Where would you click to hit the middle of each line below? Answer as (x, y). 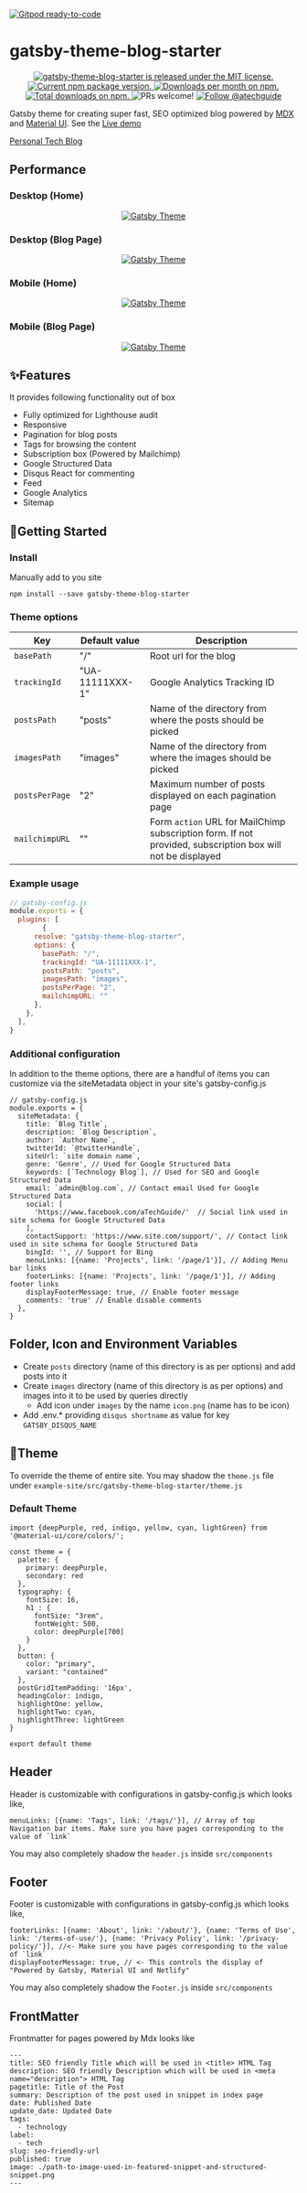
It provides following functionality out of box (92, 397)
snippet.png (32, 2176)
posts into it (45, 1376)
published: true (40, 2159)
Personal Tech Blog (46, 141)
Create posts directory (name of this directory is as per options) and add (159, 1366)
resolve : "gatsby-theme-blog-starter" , (109, 937)
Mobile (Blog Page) (53, 327)
